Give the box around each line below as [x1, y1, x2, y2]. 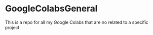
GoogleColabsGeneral [5, 3, 98, 14]
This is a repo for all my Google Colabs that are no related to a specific [5, 19, 149, 25]
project [5, 24, 20, 30]
